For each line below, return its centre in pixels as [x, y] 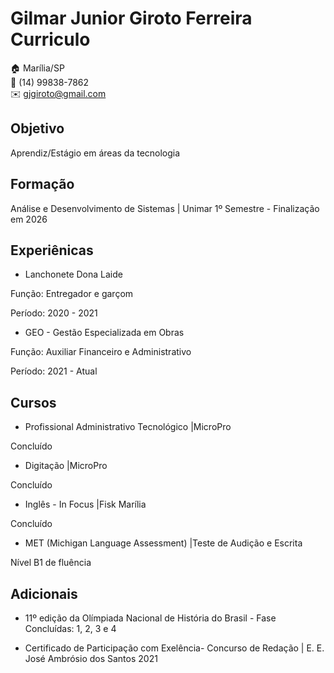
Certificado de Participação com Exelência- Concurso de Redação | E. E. [174, 648]
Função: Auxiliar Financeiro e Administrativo [101, 352]
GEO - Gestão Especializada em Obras [104, 333]
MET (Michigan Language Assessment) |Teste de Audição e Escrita [163, 543]
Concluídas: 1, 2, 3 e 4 [70, 628]
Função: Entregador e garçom [72, 294]
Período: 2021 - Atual [54, 371]
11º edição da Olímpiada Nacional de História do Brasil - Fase [150, 618]
